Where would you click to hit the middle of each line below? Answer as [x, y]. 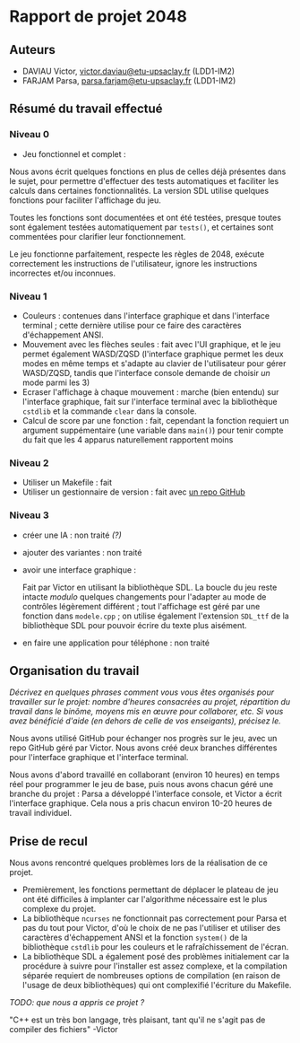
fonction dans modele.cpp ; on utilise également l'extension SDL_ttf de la [155, 616]
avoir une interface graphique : [79, 570]
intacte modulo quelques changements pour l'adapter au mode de [144, 596]
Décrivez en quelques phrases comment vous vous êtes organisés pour [142, 692]
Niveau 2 [29, 462]
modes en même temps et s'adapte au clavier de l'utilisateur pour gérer [154, 363]
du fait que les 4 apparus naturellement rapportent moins [128, 439]
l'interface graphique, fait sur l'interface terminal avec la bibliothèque [150, 401]
